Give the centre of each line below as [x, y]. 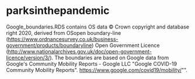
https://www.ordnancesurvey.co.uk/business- [63, 39]
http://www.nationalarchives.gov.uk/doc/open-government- [80, 51]
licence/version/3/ [28, 58]
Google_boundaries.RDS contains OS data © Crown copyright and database [98, 27]
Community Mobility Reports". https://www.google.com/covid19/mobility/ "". [97, 70]
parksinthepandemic [58, 11]
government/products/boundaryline [49, 45]
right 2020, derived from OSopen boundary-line [64, 33]
